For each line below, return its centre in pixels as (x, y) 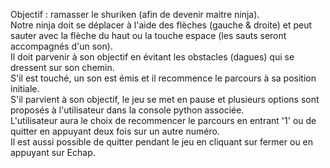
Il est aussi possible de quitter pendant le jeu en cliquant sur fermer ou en (162, 142)
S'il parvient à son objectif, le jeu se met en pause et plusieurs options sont (165, 99)
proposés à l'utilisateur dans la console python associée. (127, 110)
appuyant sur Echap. (53, 152)
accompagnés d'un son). (61, 46)
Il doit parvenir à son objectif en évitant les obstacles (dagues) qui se (152, 57)
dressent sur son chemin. (62, 67)
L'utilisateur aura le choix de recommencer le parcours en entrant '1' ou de (163, 120)
